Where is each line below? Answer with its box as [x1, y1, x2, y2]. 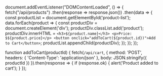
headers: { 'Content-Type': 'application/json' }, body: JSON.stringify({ [5, 55, 147, 61]
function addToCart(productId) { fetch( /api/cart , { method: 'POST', [5, 49, 142, 55]
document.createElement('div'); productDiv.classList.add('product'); [5, 25, 144, 31]
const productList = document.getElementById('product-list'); [5, 15, 131, 20]
